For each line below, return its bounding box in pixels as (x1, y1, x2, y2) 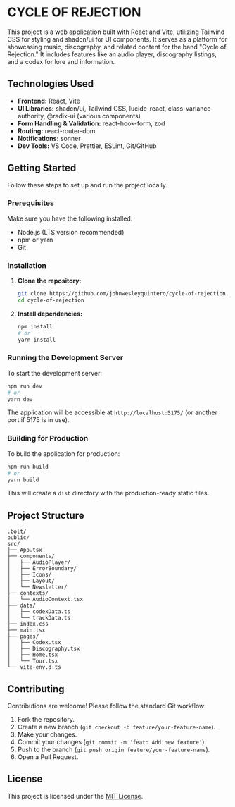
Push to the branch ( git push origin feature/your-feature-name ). (17, 745, 210, 753)
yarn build (7, 476, 39, 483)
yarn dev (7, 395, 33, 402)
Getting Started (7, 162, 77, 174)
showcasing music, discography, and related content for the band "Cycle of (7, 42, 227, 51)
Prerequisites (7, 198, 54, 208)
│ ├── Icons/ (7, 572, 52, 579)
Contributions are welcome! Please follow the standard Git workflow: (7, 702, 206, 710)
